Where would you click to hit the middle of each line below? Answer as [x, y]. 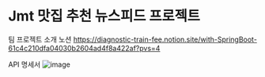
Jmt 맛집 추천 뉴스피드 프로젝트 [104, 16]
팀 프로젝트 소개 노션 [40, 39]
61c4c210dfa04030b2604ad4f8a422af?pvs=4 [84, 48]
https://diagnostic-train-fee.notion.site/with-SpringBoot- [165, 39]
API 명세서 [25, 64]
